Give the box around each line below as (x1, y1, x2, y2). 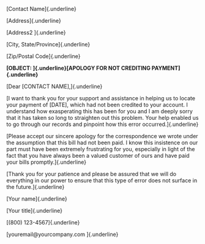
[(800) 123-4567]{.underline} (6, 219, 80, 226)
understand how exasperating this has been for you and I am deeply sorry (6, 108, 193, 115)
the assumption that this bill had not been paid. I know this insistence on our (6, 139, 198, 146)
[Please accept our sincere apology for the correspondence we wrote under (6, 133, 198, 139)
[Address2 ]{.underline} (6, 29, 66, 36)
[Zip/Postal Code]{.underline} (6, 53, 81, 60)
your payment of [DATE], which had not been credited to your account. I (6, 101, 188, 108)
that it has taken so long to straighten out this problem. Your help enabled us (6, 114, 199, 121)
